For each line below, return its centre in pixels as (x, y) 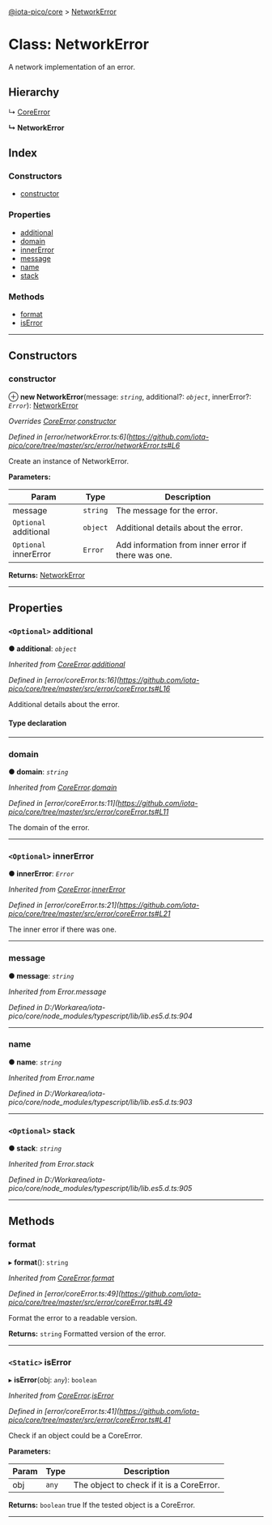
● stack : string (35, 1148)
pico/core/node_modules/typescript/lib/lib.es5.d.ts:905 (100, 1189)
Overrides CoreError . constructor (62, 421)
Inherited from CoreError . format (62, 1278)
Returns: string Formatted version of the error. (87, 1334)
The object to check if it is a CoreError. (147, 1485)
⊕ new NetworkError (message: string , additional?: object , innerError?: (130, 396)
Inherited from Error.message (57, 992)
